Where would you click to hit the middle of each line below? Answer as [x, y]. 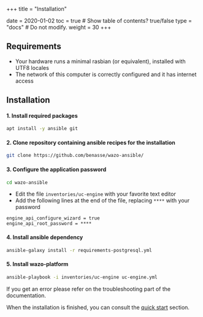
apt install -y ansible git [42, 129]
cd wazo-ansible [27, 182]
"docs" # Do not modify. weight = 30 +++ [59, 27]
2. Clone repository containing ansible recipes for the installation [91, 142]
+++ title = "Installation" [37, 9]
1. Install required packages [42, 115]
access [24, 81]
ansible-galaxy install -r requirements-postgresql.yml [79, 250]
